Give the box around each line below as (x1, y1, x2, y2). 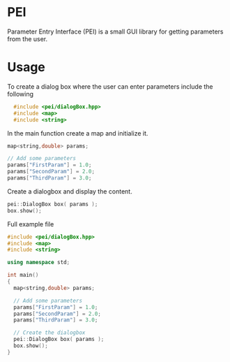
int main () (7, 272, 39, 279)
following (7, 89, 33, 98)
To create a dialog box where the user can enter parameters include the (7, 82, 214, 91)
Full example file (7, 219, 54, 228)
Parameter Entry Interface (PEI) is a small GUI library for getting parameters (7, 27, 224, 36)
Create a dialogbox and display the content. (7, 187, 132, 196)
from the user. (7, 34, 48, 43)
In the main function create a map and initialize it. (7, 129, 148, 137)
